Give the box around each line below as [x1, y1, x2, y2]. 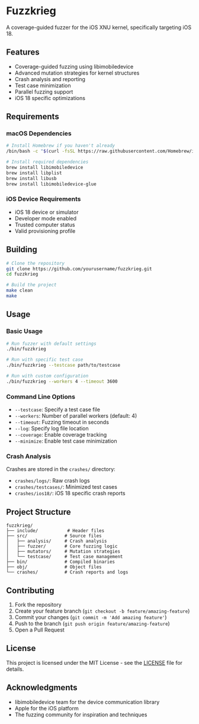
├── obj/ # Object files [6, 564, 102, 570]
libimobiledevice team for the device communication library [14, 698, 160, 706]
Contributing [6, 585, 54, 595]
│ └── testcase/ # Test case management [6, 554, 123, 560]
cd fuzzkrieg [6, 271, 38, 277]
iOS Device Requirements [6, 195, 81, 203]
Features [6, 47, 40, 57]
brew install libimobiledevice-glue [6, 181, 97, 187]
